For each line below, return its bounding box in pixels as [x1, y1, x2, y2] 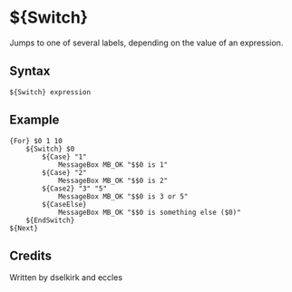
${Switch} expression [9, 87, 92, 97]
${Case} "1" [42, 152, 88, 161]
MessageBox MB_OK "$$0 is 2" [57, 176, 169, 185]
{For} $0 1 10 [9, 136, 63, 145]
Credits [9, 248, 53, 263]
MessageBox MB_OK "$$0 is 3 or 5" [57, 191, 189, 201]
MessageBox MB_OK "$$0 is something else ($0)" [57, 208, 242, 217]
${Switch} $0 [25, 144, 75, 153]
